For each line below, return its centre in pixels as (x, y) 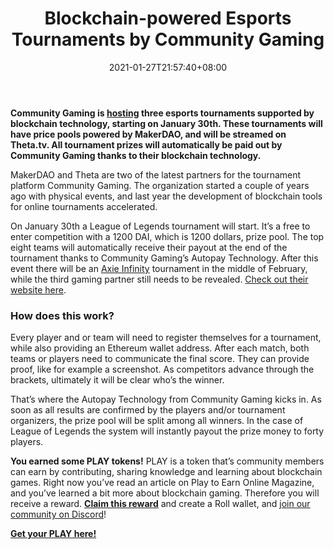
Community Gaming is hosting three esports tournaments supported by (162, 113)
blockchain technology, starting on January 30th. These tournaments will (166, 123)
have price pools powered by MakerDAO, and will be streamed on (148, 134)
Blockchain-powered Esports (168, 18)
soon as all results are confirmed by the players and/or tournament (148, 410)
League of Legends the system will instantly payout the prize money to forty (167, 431)
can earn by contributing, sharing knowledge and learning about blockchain (166, 472)
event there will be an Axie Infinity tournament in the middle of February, (159, 268)
